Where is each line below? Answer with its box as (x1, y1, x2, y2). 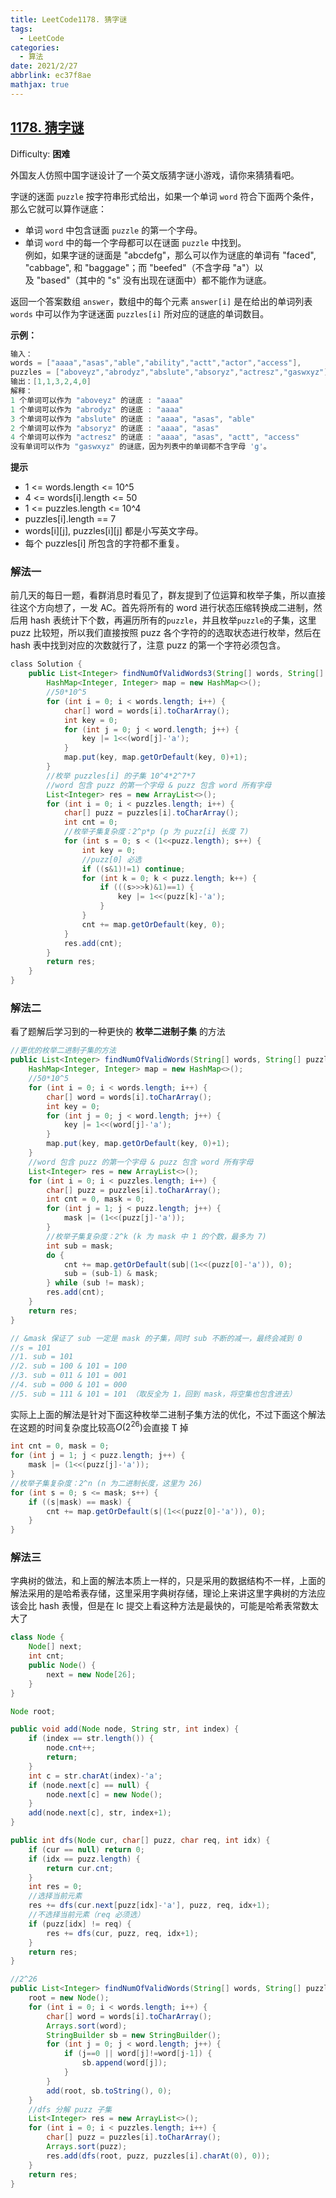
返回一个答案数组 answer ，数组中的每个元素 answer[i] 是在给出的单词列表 (10, 295, 313, 307)
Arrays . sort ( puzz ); (46, 2142, 128, 2152)
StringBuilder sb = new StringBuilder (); (46, 2030, 222, 2040)
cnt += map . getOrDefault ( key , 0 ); (81, 919, 226, 930)
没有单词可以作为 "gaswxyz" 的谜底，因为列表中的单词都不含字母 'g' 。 (10, 442, 272, 452)
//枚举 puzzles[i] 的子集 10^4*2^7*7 (46, 771, 196, 781)
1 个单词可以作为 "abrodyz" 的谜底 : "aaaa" (10, 404, 184, 415)
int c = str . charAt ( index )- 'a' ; (28, 1771, 163, 1781)
